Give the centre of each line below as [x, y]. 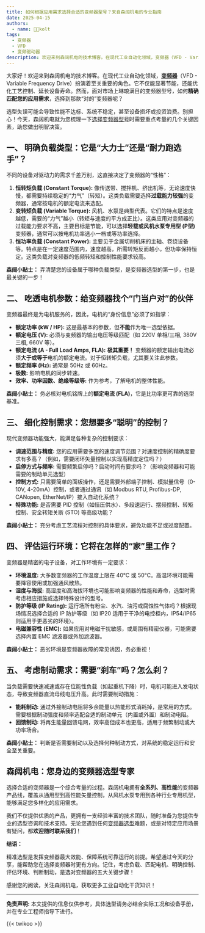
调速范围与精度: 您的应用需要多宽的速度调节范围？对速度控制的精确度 [103, 451]
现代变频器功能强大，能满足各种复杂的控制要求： [68, 438]
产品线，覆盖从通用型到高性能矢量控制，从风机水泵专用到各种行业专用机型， [103, 795]
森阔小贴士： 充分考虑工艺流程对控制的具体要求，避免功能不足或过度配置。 [101, 525]
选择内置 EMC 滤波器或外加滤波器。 [60, 636]
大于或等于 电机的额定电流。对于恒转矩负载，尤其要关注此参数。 [101, 358]
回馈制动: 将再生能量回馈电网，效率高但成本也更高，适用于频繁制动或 [103, 722]
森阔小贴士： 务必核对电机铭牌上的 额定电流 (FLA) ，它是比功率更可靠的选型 [100, 394]
